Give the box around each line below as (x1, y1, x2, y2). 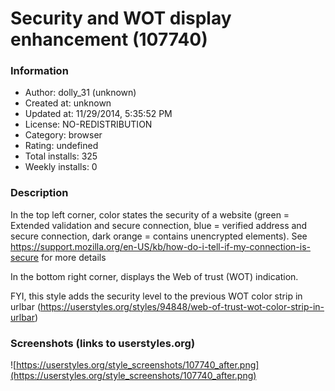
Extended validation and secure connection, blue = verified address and (10, 219, 308, 231)
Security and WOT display (10, 7, 232, 30)
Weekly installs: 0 (24, 161, 98, 173)
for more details (40, 251, 107, 263)
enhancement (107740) (10, 28, 208, 51)
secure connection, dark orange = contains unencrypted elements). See (10, 230, 308, 242)
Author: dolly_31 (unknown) (24, 87, 137, 99)
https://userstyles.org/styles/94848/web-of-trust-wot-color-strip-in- (40, 300, 325, 312)
